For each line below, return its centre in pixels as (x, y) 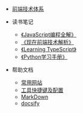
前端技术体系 (28, 9)
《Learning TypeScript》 (49, 49)
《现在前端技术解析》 (47, 42)
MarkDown (35, 97)
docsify (30, 103)
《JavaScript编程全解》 (49, 34)
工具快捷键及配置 (42, 90)
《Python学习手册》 (44, 57)
